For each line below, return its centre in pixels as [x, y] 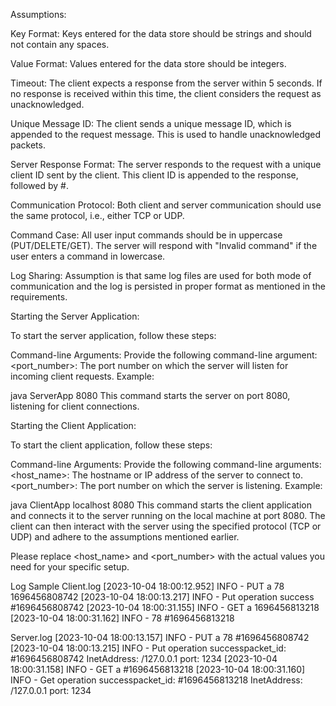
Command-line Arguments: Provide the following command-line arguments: [166, 464]
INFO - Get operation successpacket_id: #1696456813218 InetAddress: [156, 680]
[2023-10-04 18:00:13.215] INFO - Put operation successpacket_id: [148, 648]
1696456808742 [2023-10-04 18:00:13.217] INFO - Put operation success [162, 597]
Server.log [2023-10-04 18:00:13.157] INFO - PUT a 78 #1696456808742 [160, 637]
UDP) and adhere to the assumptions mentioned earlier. [125, 537]
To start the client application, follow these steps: [111, 445]
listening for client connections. [75, 406]
